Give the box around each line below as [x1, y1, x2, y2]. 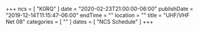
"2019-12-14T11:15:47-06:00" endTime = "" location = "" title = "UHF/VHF [5, 12, 190, 19]
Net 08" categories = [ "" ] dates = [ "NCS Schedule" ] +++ [5, 18, 154, 25]
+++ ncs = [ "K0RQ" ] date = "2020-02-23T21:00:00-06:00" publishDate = [5, 5, 194, 12]
